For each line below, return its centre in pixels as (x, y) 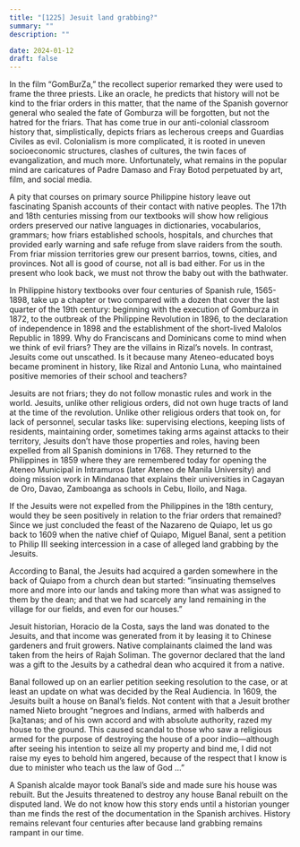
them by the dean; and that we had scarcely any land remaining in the (138, 600)
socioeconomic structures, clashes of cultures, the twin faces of (128, 151)
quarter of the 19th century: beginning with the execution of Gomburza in (144, 309)
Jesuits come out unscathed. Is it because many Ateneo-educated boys (142, 357)
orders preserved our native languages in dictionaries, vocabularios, (135, 226)
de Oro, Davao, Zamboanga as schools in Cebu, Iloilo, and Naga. (129, 488)
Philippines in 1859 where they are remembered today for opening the (138, 460)
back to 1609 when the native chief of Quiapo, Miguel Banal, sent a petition (148, 535)
